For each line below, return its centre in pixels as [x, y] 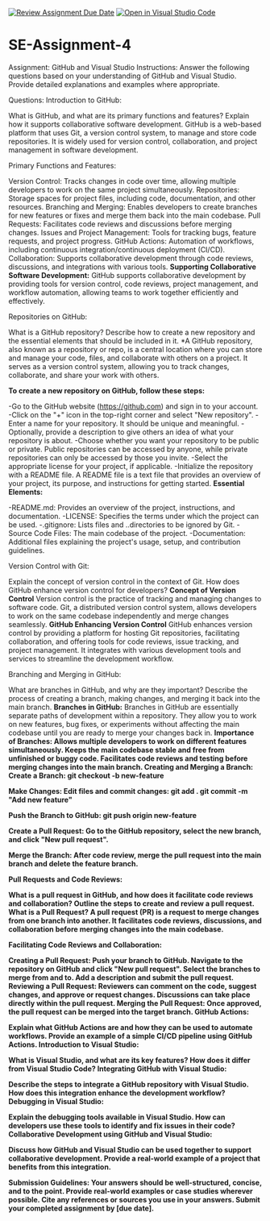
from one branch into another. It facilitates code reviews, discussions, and [135, 920]
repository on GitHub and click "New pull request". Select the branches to [134, 969]
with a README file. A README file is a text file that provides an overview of [135, 475]
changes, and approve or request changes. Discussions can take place [129, 995]
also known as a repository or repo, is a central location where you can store [135, 349]
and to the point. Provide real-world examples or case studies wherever [131, 1191]
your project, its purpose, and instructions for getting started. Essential [127, 483]
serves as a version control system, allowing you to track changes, [119, 366]
